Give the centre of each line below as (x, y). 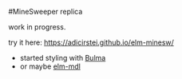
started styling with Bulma (63, 58)
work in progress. (37, 27)
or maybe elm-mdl (50, 66)
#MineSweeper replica (45, 12)
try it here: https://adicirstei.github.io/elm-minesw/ (91, 42)
